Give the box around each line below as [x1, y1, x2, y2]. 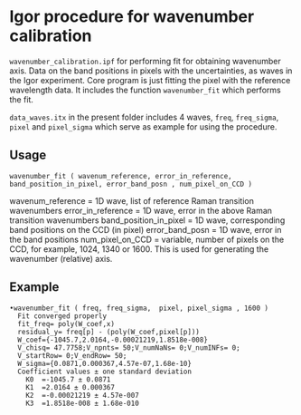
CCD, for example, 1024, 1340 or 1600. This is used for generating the [9, 243, 269, 255]
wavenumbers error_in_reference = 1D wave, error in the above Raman [9, 205, 273, 216]
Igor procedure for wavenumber [9, 6, 255, 27]
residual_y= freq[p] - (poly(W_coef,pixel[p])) [17, 327, 201, 336]
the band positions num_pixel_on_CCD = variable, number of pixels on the [9, 234, 285, 245]
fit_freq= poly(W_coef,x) [17, 319, 116, 328]
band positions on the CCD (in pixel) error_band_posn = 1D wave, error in [9, 224, 282, 235]
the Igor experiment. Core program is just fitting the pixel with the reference [9, 74, 291, 85]
